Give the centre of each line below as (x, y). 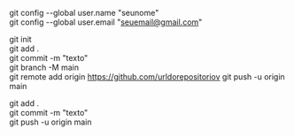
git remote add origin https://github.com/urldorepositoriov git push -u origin (147, 77)
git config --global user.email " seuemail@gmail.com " (106, 22)
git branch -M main (44, 67)
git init (21, 39)
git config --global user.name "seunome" (84, 13)
